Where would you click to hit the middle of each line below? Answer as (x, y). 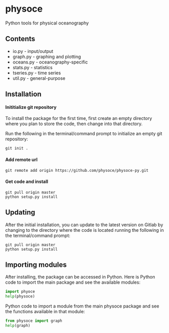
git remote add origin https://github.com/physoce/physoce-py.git (77, 170)
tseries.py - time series (37, 73)
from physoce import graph (34, 321)
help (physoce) (20, 296)
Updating (20, 212)
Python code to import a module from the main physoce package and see (82, 306)
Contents (20, 39)
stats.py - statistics (32, 67)
